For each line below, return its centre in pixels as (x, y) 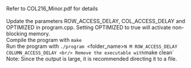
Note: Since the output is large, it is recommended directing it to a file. (92, 59)
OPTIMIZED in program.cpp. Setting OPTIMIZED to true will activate (89, 27)
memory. (39, 34)
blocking (17, 34)
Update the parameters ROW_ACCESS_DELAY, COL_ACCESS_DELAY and (96, 21)
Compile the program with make (44, 40)
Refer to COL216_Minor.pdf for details (52, 9)
